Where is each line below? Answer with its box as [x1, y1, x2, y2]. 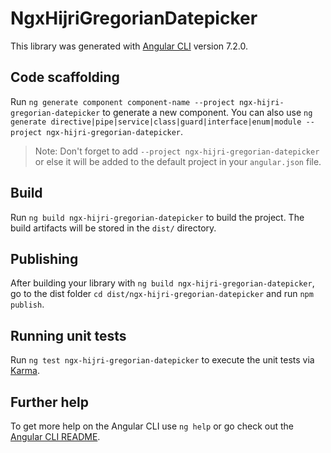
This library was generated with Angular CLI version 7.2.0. [10, 40, 248, 52]
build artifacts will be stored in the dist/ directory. [10, 222, 217, 234]
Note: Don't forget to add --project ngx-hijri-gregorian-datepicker [34, 145, 320, 157]
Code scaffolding [10, 69, 120, 86]
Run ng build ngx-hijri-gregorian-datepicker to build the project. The [10, 211, 305, 223]
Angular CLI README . [10, 431, 101, 442]
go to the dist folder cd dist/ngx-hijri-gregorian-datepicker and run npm [10, 288, 314, 300]
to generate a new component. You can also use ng [102, 106, 313, 118]
